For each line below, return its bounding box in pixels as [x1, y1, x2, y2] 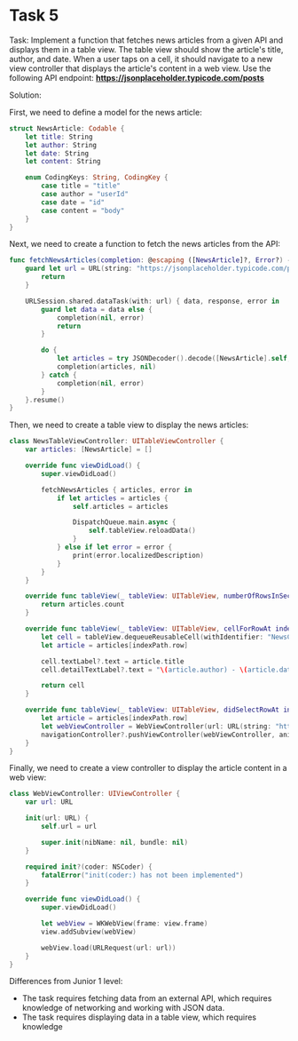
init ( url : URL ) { [25, 814, 90, 822]
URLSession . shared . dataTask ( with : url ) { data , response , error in [25, 297, 279, 306]
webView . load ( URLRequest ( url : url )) [41, 943, 176, 952]
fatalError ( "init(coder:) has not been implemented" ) [41, 870, 244, 879]
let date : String [25, 148, 90, 158]
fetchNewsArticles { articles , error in [41, 485, 192, 494]
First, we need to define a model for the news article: [9, 107, 202, 117]
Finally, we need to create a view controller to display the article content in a [9, 763, 287, 774]
